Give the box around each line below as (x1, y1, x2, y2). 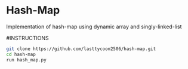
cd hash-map (6, 51, 36, 57)
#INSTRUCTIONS (6, 34, 49, 41)
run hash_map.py (6, 57, 47, 63)
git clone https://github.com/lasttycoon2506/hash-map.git (6, 45, 156, 52)
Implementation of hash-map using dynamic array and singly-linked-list (6, 23, 182, 30)
